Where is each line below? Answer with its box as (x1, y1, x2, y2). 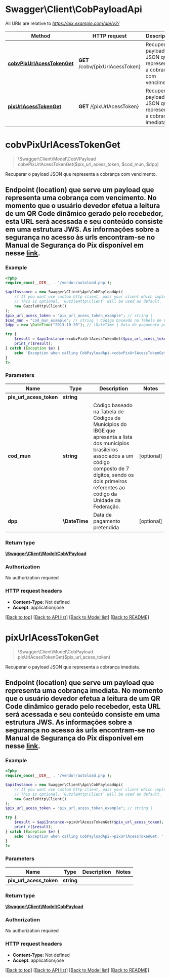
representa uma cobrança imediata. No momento (5, 686, 163, 695)
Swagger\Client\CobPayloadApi (5, 4, 143, 15)
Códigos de (93, 414, 121, 421)
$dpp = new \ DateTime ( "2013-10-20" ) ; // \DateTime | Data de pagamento (5, 323, 159, 328)
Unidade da (93, 496, 121, 503)
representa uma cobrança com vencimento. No (5, 193, 157, 202)
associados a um (93, 452, 134, 459)
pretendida (93, 524, 119, 531)
